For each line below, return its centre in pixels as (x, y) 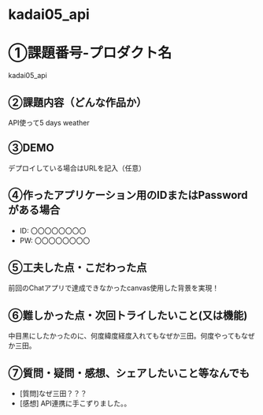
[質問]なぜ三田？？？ (54, 393)
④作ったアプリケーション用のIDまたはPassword (128, 195)
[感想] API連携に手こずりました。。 (75, 403)
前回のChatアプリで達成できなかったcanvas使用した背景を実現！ (114, 288)
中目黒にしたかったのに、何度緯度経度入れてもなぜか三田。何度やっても (125, 336)
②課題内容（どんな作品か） (78, 102)
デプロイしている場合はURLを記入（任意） (77, 168)
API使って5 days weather (49, 122)
